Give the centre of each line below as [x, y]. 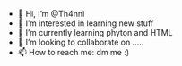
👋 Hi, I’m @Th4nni [51, 14]
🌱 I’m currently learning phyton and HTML [95, 33]
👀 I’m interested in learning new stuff [86, 23]
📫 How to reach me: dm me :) [74, 52]
